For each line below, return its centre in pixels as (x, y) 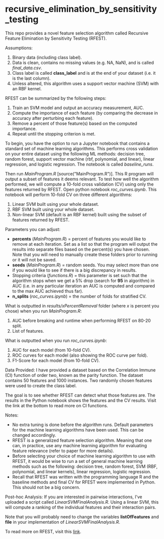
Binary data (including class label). (47, 57)
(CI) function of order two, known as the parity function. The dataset (74, 375)
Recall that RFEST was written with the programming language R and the (85, 477)
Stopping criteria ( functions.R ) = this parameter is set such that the (80, 275)
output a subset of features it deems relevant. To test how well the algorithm (82, 179)
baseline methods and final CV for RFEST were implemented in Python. (84, 482)
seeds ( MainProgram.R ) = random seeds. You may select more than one (85, 265)
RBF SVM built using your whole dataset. (53, 209)
